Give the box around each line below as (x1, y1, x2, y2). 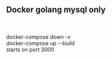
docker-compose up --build (6, 39, 75, 46)
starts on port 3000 (6, 46, 55, 53)
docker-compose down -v (6, 33, 71, 41)
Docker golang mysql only (6, 5, 106, 15)
